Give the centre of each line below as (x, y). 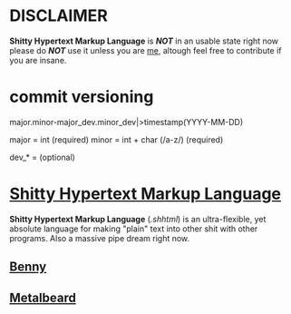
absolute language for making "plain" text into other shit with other (134, 229)
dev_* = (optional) (42, 157)
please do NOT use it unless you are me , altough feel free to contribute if (146, 50)
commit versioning (82, 97)
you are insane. (38, 60)
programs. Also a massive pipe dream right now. (100, 238)
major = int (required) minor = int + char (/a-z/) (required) (116, 139)
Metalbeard (43, 297)
